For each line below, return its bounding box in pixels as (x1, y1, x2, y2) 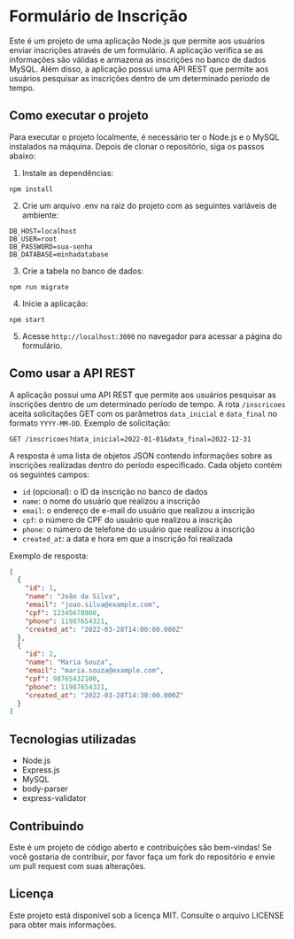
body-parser (21, 783, 68, 794)
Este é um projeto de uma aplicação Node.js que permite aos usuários (9, 35, 266, 46)
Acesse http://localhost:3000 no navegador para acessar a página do (21, 330, 282, 342)
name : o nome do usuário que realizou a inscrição (21, 496, 201, 506)
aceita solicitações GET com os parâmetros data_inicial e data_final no (9, 408, 277, 419)
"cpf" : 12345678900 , (25, 608, 101, 617)
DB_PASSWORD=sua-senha (9, 242, 93, 251)
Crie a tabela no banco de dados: (21, 266, 144, 276)
